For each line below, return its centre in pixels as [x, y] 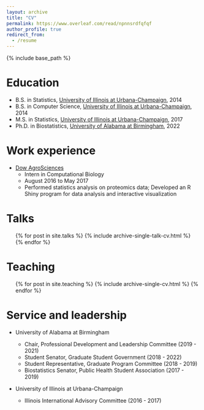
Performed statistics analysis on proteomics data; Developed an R [108, 187]
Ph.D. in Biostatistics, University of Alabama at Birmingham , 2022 [98, 126]
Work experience [51, 151]
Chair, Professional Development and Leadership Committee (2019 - [110, 344]
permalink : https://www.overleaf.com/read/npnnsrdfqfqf [79, 23]
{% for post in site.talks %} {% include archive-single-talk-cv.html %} [103, 235]
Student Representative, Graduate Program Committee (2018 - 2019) [111, 363]
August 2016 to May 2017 [56, 180]
